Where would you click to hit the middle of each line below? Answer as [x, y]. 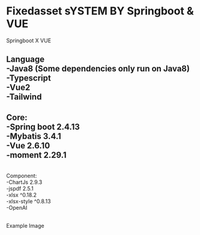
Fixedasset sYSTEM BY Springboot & [100, 11]
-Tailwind [24, 97]
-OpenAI [17, 208]
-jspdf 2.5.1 [20, 189]
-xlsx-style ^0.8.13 [29, 201]
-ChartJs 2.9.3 [24, 182]
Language [26, 59]
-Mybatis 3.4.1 [34, 136]
